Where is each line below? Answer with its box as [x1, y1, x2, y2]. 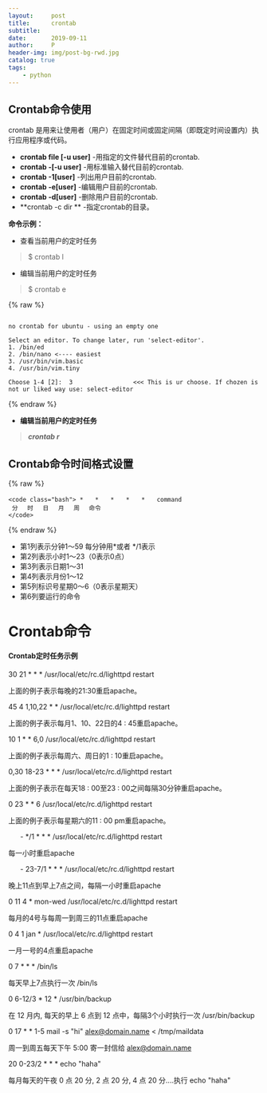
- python [22, 71, 52, 79]
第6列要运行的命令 [19, 592, 81, 602]
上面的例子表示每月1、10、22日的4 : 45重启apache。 [8, 718, 183, 728]
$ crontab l [27, 252, 64, 262]
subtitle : [8, 26, 41, 34]
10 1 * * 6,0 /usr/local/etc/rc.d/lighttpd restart [8, 734, 155, 744]
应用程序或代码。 [14, 135, 72, 145]
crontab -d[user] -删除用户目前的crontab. [19, 193, 158, 202]
